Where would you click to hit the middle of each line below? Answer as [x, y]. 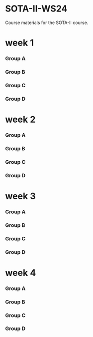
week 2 [20, 119]
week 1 [19, 43]
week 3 [20, 196]
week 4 [21, 273]
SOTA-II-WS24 [36, 9]
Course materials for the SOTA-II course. [47, 23]
